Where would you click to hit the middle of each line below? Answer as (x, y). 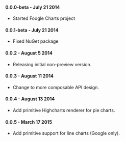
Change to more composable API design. (56, 87)
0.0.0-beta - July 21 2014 (33, 7)
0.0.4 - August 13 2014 (30, 99)
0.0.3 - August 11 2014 (30, 76)
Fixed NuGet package (35, 41)
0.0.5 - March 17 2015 (29, 122)
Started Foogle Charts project (44, 18)
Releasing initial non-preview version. (52, 64)
